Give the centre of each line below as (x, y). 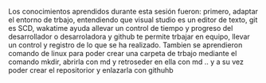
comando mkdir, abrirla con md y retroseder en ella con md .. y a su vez (126, 62)
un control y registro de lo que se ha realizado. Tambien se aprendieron (125, 45)
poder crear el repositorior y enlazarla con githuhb (91, 70)
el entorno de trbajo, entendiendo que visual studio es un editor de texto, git (133, 20)
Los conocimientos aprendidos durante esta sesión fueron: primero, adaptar (133, 11)
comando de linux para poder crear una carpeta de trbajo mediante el (123, 53)
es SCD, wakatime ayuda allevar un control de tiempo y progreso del (121, 28)
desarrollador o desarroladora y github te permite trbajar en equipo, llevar (129, 36)
